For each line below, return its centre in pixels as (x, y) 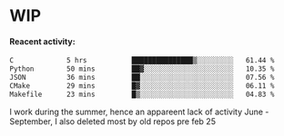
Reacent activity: (42, 41)
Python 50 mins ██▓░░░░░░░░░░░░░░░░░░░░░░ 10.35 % (142, 69)
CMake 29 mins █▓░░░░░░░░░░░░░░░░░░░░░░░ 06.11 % (142, 86)
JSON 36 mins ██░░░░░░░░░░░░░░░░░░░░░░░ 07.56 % (142, 78)
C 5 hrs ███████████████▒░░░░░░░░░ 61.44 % (142, 61)
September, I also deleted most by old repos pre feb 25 (113, 121)
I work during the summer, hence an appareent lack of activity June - (139, 112)
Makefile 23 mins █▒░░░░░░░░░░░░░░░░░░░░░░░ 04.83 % (142, 94)
